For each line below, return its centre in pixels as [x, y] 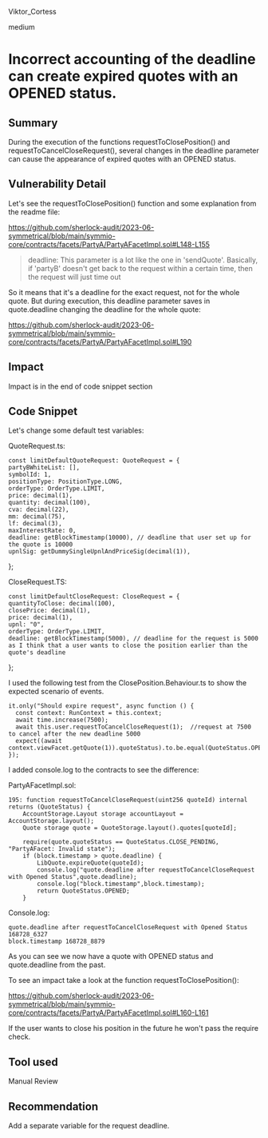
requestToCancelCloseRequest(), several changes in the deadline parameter [134, 150]
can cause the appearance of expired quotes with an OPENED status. [122, 159]
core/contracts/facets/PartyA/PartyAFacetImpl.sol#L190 [100, 341]
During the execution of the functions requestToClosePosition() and [119, 142]
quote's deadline [37, 653]
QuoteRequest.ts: [37, 446]
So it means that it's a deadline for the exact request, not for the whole [124, 292]
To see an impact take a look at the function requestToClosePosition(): [124, 980]
